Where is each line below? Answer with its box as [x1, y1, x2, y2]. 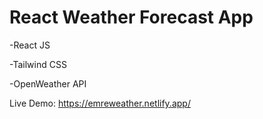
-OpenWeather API [9, 77, 87, 90]
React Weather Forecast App [9, 6, 254, 29]
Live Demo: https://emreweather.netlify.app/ [9, 97, 191, 109]
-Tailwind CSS [9, 58, 67, 70]
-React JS [9, 39, 51, 51]
